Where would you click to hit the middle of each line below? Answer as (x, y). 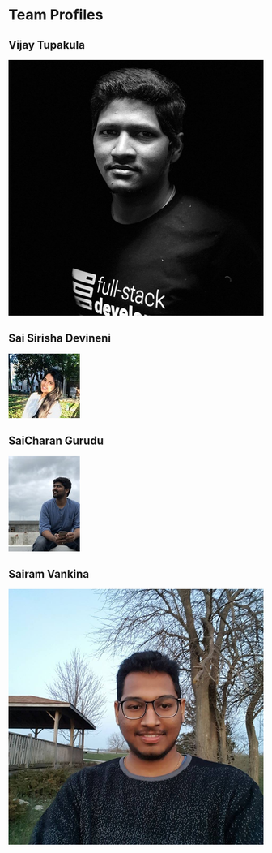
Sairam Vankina (49, 574)
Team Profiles (56, 15)
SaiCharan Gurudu (56, 441)
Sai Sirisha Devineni (60, 338)
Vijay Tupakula (47, 45)
